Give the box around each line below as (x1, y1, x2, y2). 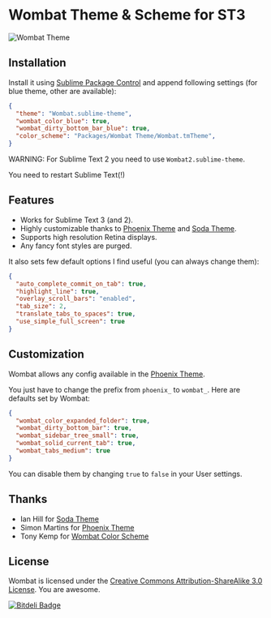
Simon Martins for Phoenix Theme (19, 522, 135, 532)
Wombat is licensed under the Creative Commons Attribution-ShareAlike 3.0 (8, 576, 263, 586)
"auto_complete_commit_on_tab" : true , (15, 280, 148, 288)
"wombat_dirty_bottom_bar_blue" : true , (15, 124, 151, 133)
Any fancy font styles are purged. (19, 241, 132, 251)
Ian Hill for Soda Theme (19, 513, 100, 524)
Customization (8, 347, 85, 362)
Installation (8, 56, 67, 70)
